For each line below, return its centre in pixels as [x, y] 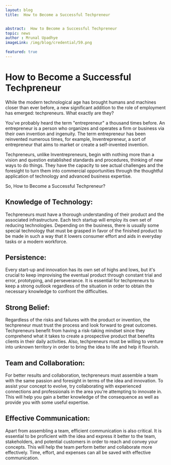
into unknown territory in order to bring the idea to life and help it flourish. [82, 347]
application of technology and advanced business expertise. [69, 176]
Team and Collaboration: [45, 363]
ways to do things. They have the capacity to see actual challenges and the [84, 165]
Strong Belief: [27, 308]
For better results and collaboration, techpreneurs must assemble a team [82, 375]
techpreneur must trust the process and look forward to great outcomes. [81, 325]
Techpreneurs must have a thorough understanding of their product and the [85, 214]
